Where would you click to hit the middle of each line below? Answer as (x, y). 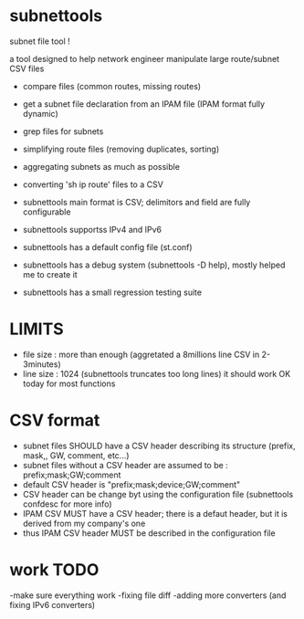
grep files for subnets (63, 131)
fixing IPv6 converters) (52, 604)
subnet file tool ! (40, 41)
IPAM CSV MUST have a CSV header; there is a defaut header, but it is (155, 513)
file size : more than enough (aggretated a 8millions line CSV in (141, 354)
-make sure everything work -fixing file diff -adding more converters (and (148, 595)
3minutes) (42, 364)
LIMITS (37, 329)
